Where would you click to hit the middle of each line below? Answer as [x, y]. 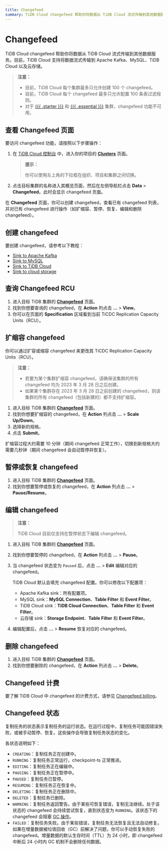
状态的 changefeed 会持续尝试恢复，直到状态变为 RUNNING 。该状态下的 [85, 810]
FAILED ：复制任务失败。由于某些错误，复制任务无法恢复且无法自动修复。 [87, 822]
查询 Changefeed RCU [40, 289]
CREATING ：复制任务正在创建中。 [45, 754]
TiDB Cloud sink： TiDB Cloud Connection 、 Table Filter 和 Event [87, 606]
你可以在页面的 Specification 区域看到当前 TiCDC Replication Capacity [85, 314]
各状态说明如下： [23, 743]
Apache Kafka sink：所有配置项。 [54, 593]
